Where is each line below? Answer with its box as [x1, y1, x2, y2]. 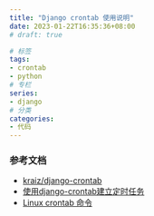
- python [9, 72, 43, 82]
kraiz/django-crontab [22, 175, 102, 186]
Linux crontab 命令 [22, 197, 92, 209]
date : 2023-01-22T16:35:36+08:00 [9, 22, 136, 31]
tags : [9, 55, 30, 64]
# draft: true [9, 30, 63, 39]
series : [9, 88, 39, 98]
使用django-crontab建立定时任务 [22, 186, 145, 197]
